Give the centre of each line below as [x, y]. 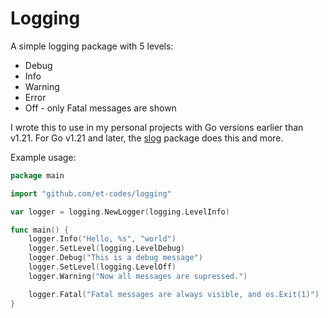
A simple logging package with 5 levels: [92, 46]
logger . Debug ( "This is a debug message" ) [115, 258]
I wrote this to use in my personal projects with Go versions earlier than [157, 127]
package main [37, 175]
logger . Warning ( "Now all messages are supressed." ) [138, 276]
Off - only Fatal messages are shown [100, 108]
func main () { [40, 230]
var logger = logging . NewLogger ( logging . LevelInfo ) [120, 212]
